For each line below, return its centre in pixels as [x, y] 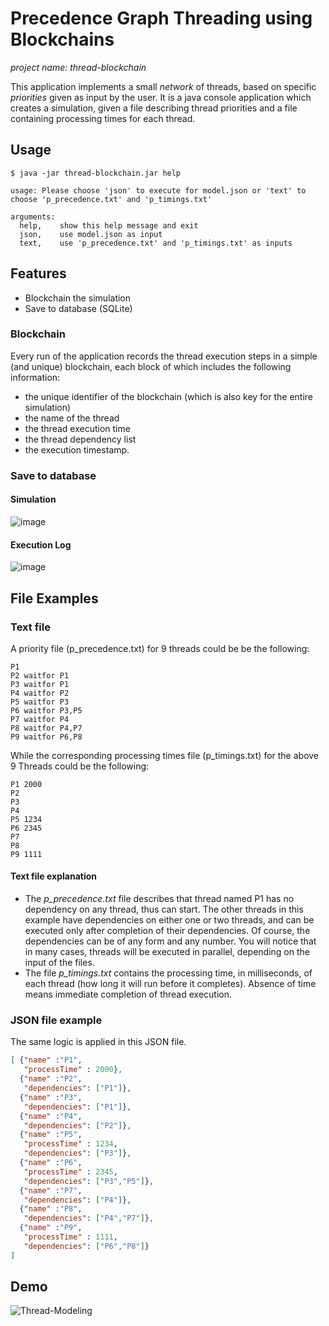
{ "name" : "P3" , [51, 1097]
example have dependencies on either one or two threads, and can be [169, 920]
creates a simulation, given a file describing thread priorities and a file [154, 108]
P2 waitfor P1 [40, 675]
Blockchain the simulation [78, 298]
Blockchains [62, 39]
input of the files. [59, 963]
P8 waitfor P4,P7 [46, 728]
